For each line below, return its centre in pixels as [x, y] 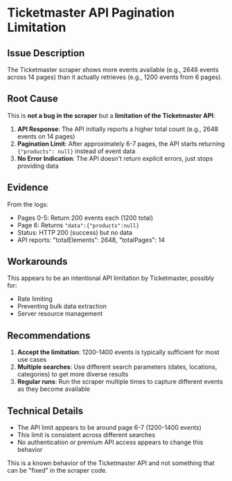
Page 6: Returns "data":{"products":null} [78, 225]
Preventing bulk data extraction [62, 306]
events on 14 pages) [46, 136]
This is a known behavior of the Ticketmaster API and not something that [111, 463]
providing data [38, 166]
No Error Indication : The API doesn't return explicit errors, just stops [115, 158]
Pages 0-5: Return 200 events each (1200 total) [85, 218]
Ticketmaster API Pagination [91, 13]
